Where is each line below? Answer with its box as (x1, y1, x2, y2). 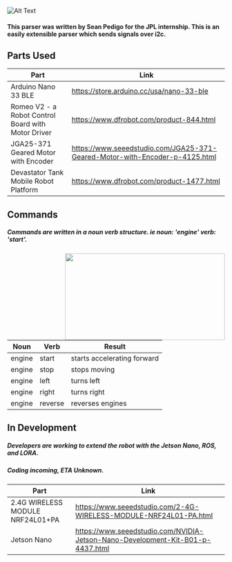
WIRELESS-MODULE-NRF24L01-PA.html (75, 510, 213, 520)
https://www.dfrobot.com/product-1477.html (71, 177, 221, 186)
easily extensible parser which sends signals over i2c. (7, 30, 166, 38)
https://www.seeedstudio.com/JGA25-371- (71, 143, 217, 153)
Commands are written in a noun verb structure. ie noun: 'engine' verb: (7, 228, 216, 236)
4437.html (75, 543, 110, 553)
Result (104, 342, 126, 351)
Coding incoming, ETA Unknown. (7, 466, 104, 475)
